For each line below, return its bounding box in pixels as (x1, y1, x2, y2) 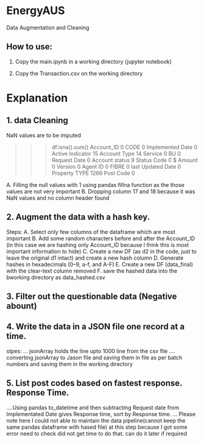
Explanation (6, 91, 68, 104)
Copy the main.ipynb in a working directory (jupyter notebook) (15, 57, 172, 65)
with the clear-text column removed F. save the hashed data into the (6, 267, 178, 274)
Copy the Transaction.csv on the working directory (15, 70, 143, 77)
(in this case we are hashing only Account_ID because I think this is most (6, 241, 189, 248)
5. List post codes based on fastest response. (6, 378, 183, 389)
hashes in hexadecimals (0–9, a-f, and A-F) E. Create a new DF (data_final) (6, 260, 194, 268)
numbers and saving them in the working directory (6, 360, 133, 367)
